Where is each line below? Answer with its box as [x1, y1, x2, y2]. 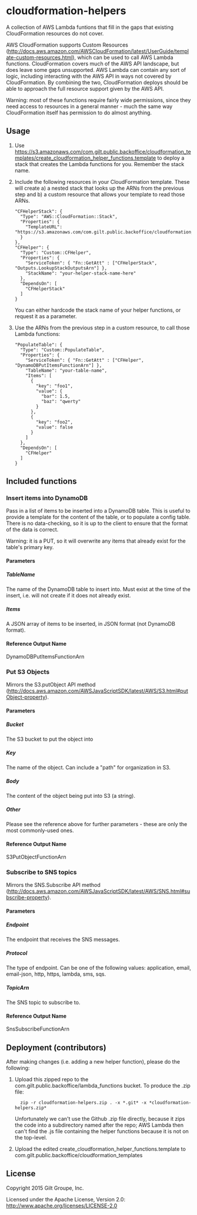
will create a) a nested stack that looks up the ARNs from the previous [14, 184, 184, 192]
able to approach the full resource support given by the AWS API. [6, 85, 165, 92]
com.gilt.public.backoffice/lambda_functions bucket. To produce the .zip [14, 1082, 191, 1089]
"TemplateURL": [25, 224, 63, 230]
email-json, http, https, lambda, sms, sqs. [6, 970, 106, 978]
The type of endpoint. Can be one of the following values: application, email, [6, 964, 191, 971]
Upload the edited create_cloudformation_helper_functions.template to [14, 1145, 186, 1153]
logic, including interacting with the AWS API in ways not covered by [6, 72, 172, 80]
